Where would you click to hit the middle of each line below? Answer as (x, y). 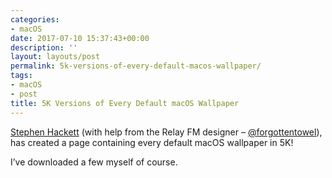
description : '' (44, 47)
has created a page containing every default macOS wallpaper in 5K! (152, 142)
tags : (21, 76)
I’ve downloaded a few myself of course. (94, 162)
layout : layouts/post (55, 57)
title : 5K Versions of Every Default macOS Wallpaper (125, 103)
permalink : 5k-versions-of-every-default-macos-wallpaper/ (136, 66)
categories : (35, 19)
